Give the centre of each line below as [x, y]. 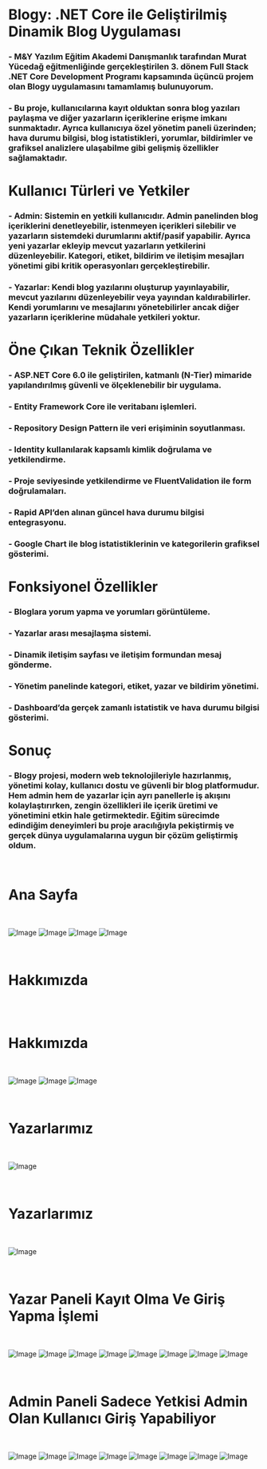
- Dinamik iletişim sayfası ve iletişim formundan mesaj [115, 654]
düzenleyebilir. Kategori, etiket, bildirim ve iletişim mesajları [126, 256]
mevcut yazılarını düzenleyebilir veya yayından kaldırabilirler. [130, 297]
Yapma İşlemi [53, 1316]
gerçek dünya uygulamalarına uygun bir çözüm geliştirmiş [123, 835]
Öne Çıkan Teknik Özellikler [101, 350]
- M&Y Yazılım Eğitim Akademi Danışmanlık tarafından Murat [128, 57]
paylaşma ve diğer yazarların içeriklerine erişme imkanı [118, 118]
